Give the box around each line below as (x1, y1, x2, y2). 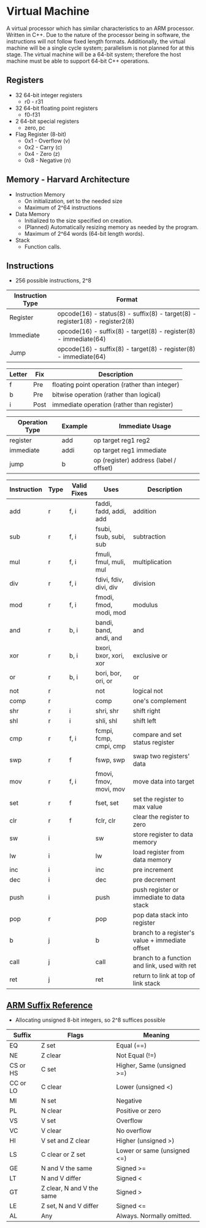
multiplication (132, 558, 172, 566)
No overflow (116, 1127, 152, 1135)
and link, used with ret (132, 962, 197, 970)
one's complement (132, 697, 187, 705)
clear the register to (132, 812, 190, 821)
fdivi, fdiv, (95, 575, 124, 584)
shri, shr (95, 707, 120, 715)
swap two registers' (132, 752, 190, 761)
